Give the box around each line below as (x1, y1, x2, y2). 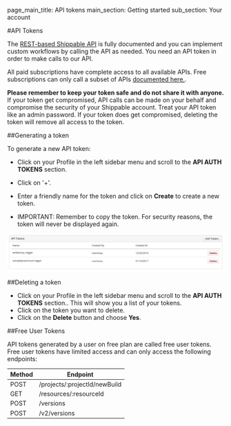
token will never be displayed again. (17, 220, 119, 228)
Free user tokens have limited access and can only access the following (7, 347, 212, 356)
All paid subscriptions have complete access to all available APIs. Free (7, 68, 207, 76)
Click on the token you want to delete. (17, 306, 125, 314)
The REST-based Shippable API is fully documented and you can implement (7, 40, 223, 48)
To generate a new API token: (7, 145, 91, 152)
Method (10, 370, 33, 378)
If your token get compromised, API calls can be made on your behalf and (7, 96, 217, 104)
